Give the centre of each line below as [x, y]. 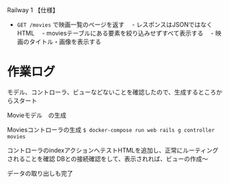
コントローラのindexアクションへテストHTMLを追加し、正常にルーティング [113, 150]
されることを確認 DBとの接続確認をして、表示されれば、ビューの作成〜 [108, 159]
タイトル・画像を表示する [65, 42]
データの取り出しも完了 [40, 173]
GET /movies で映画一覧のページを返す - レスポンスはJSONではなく [115, 25]
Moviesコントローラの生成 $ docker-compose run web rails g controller [111, 129]
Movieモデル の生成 [37, 115]
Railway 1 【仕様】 [33, 10]
